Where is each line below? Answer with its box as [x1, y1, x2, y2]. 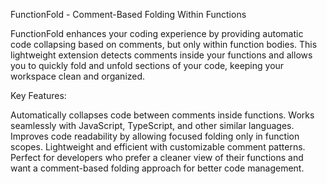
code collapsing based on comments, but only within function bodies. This [10, 39, 318, 50]
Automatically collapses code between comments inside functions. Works [10, 109, 315, 121]
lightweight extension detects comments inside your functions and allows [10, 49, 313, 61]
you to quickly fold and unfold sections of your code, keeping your [10, 60, 285, 71]
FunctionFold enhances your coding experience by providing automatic [10, 28, 304, 39]
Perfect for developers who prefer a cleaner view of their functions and [10, 152, 304, 163]
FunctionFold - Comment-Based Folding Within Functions [10, 9, 247, 20]
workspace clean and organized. [10, 70, 146, 82]
